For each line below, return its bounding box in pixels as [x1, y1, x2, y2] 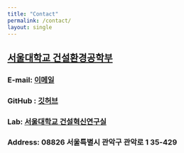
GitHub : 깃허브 [7, 95, 58, 105]
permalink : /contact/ [7, 17, 72, 24]
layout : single [7, 23, 53, 31]
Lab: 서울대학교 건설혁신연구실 [7, 117, 107, 127]
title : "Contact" [7, 10, 59, 18]
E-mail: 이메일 [7, 75, 55, 85]
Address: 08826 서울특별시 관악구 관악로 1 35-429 [7, 137, 178, 147]
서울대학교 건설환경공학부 [7, 51, 113, 64]
